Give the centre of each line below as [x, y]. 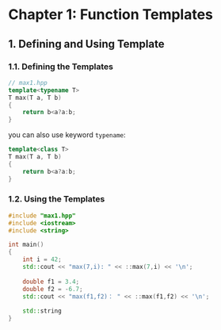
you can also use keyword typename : [67, 135]
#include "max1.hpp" [42, 216]
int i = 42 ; [42, 259]
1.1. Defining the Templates [61, 67]
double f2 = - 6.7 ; [53, 289]
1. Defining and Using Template [86, 44]
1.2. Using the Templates [57, 199]
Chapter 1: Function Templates [111, 15]
